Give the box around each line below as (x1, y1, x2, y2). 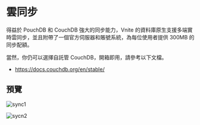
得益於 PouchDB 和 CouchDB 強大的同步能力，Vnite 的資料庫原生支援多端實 (6, 26, 193, 33)
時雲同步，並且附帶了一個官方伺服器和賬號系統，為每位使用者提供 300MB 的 (6, 33, 195, 40)
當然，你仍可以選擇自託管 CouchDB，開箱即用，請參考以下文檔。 (6, 54, 167, 61)
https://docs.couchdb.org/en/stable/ (14, 65, 105, 73)
